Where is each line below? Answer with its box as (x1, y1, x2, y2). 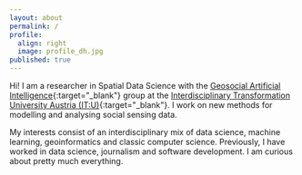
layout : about (9, 13, 64, 23)
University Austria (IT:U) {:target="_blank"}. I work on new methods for (9, 100, 273, 110)
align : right (17, 38, 67, 48)
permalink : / (9, 22, 59, 31)
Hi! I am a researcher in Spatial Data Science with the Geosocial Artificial (9, 81, 281, 91)
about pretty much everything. (9, 156, 124, 166)
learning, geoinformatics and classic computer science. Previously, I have (9, 137, 286, 147)
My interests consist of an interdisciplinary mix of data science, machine (9, 127, 281, 137)
